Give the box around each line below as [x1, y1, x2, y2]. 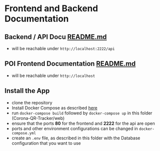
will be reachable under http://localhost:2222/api [11, 46, 115, 51]
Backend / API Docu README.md [4, 33, 107, 41]
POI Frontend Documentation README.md [4, 59, 136, 68]
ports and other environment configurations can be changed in [11, 125, 139, 132]
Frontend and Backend [4, 3, 99, 14]
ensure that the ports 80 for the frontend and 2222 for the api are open [11, 120, 155, 126]
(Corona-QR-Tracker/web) [11, 115, 65, 121]
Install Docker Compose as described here [11, 105, 98, 111]
